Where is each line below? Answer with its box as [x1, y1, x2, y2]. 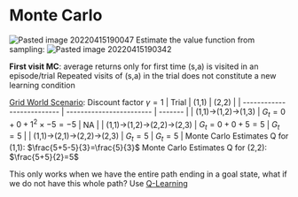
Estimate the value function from [136, 34, 255, 45]
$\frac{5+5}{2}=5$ [9, 151, 80, 162]
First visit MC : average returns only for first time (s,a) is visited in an [9, 61, 259, 72]
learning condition [9, 80, 75, 90]
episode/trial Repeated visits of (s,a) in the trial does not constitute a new [9, 70, 277, 80]
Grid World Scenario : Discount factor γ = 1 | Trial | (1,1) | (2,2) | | [9, 96, 241, 107]
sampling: [9, 43, 45, 54]
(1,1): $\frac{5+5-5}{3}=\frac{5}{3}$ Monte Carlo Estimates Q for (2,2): [9, 142, 268, 153]
